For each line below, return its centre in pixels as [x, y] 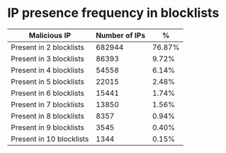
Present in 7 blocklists [48, 104]
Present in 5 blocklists [48, 81]
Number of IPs [120, 35]
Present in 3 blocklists [48, 59]
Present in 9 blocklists [48, 127]
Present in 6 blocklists [48, 93]
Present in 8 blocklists [48, 116]
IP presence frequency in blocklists [113, 13]
